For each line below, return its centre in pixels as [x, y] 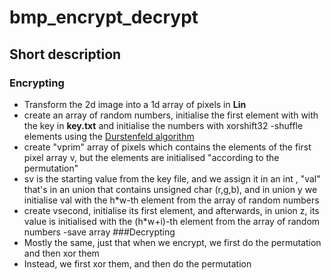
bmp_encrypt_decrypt [104, 17]
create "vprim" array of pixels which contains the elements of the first [167, 147]
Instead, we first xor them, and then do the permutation [137, 263]
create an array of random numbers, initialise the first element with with [171, 115]
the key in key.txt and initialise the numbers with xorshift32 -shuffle [163, 125]
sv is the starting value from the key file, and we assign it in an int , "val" [172, 178]
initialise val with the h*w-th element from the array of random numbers [171, 200]
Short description [65, 54]
